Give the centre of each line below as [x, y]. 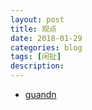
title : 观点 [33, 29]
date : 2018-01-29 [46, 38]
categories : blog [46, 47]
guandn [40, 94]
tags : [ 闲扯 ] [36, 57]
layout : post [37, 19]
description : [37, 66]
